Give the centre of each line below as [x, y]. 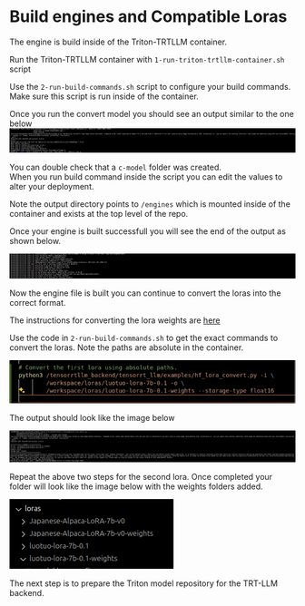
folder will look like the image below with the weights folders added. [136, 486]
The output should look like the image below [92, 418]
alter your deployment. [52, 187]
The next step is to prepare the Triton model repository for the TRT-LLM [144, 583]
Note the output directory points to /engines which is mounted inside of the [150, 204]
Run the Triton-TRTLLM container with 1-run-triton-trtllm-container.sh [147, 59]
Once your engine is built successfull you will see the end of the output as [148, 231]
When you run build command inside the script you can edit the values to [146, 177]
